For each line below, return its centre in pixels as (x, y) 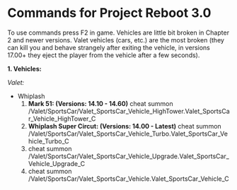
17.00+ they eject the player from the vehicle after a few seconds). (104, 55)
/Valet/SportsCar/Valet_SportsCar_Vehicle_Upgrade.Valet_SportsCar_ (129, 156)
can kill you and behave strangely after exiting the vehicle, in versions (109, 47)
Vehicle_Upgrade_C (57, 163)
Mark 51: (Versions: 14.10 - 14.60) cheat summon (100, 103)
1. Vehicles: (24, 69)
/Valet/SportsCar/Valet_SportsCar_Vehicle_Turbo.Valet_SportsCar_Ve (128, 133)
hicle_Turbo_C (48, 141)
